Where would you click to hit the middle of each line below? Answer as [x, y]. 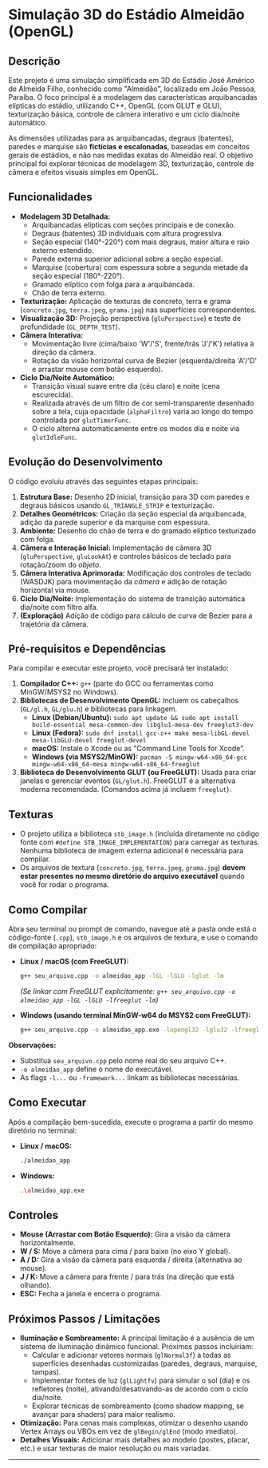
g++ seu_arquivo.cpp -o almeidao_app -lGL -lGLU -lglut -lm [122, 976]
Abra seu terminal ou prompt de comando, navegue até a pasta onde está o [132, 929]
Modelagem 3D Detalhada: [65, 216]
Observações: [32, 1045]
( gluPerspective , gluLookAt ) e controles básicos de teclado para [125, 556]
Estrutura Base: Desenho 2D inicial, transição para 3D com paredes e [134, 497]
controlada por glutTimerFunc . [81, 420]
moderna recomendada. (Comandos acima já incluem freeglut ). [125, 789]
